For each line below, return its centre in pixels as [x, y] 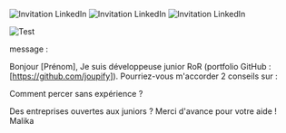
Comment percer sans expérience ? [76, 94]
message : [29, 49]
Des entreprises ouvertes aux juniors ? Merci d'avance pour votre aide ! [143, 111]
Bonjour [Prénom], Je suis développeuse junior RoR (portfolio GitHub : [140, 66]
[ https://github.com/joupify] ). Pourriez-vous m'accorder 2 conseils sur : [144, 76]
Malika [22, 121]
